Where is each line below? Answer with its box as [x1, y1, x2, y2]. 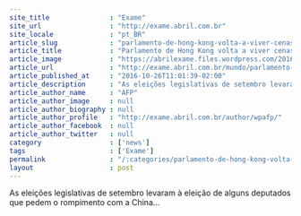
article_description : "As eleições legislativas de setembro [9, 80, 267, 89]
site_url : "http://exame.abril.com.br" [9, 22, 227, 30]
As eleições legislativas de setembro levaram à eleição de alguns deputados [9, 187, 291, 198]
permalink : [9, 154, 115, 164]
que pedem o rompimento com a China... [9, 197, 160, 208]
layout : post [9, 163, 134, 172]
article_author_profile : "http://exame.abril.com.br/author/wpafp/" [9, 113, 282, 122]
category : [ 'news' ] [9, 138, 150, 147]
